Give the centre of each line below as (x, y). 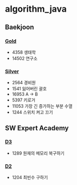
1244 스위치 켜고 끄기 (32, 112)
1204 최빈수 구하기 (30, 178)
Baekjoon (20, 27)
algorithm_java (36, 9)
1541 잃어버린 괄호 (29, 89)
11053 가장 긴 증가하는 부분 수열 (42, 106)
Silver (12, 71)
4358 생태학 (24, 52)
